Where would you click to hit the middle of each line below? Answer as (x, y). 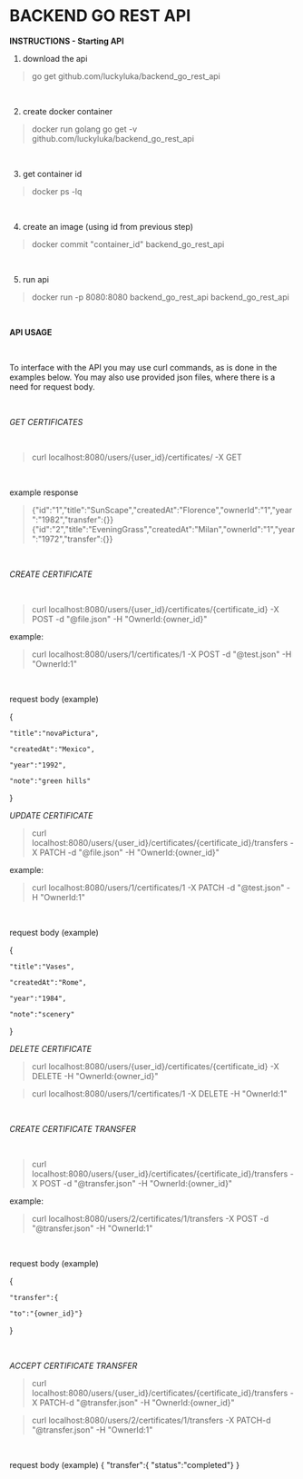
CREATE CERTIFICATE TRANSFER (73, 1128)
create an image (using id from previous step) (108, 226)
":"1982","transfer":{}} (73, 520)
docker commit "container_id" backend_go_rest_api (128, 244)
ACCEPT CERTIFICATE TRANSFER (73, 1365)
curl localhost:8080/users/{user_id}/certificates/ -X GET (137, 457)
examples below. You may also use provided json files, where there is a (142, 377)
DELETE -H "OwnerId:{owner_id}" (95, 1076)
